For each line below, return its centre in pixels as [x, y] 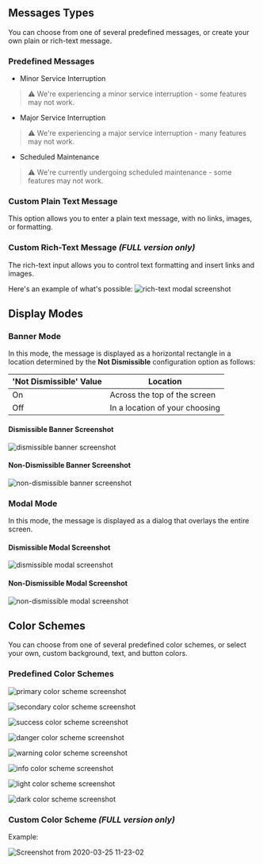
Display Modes [46, 314]
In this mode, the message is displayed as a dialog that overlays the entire [129, 521]
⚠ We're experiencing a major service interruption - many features [137, 133]
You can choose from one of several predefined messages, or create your [129, 32]
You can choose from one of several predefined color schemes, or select [128, 645]
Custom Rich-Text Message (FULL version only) [102, 248]
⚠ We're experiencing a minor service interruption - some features [137, 94]
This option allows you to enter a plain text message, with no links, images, [130, 218]
